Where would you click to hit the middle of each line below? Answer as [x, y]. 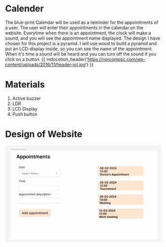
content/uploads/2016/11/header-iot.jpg [45, 64]
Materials [25, 85]
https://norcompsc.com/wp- [116, 59]
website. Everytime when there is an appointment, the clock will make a [78, 33]
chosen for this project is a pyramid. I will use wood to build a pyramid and [81, 43]
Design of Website [44, 134]
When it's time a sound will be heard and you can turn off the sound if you [81, 54]
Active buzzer [27, 98]
